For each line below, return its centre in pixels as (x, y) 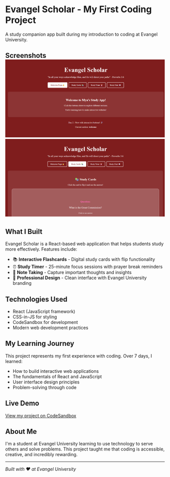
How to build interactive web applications (56, 371)
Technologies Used (36, 299)
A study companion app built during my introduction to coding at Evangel (81, 34)
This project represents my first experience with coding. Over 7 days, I (79, 356)
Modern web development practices (50, 327)
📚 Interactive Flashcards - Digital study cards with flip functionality (84, 259)
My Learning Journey (40, 344)
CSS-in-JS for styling (35, 317)
